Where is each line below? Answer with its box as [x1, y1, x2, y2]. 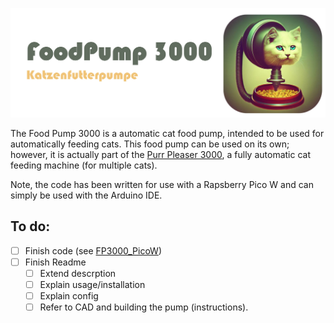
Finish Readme [24, 256, 87, 268]
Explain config [39, 289, 99, 302]
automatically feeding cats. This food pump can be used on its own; [10, 138, 290, 150]
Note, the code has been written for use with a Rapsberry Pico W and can [10, 178, 314, 190]
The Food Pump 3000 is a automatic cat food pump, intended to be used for [10, 127, 325, 139]
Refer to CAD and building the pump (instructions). [39, 301, 249, 313]
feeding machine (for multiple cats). [10, 159, 158, 171]
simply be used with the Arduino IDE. [10, 189, 163, 201]
